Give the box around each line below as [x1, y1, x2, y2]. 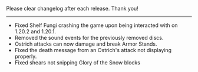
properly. [14, 53, 37, 60]
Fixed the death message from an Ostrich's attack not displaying [14, 47, 172, 53]
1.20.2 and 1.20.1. [14, 28, 56, 35]
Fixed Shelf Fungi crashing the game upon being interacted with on [14, 22, 178, 29]
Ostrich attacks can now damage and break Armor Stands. [14, 40, 157, 47]
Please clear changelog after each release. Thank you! [6, 5, 138, 12]
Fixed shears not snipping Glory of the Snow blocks [14, 59, 140, 66]
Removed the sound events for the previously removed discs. [14, 35, 164, 41]
